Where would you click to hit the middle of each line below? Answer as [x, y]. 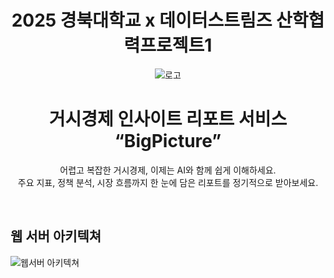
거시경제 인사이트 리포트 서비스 [168, 119]
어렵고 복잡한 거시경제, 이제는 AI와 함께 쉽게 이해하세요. [168, 170]
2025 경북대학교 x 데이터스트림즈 [142, 20]
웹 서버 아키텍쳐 [56, 236]
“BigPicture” [168, 141]
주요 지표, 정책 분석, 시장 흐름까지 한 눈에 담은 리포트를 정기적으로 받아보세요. [168, 182]
